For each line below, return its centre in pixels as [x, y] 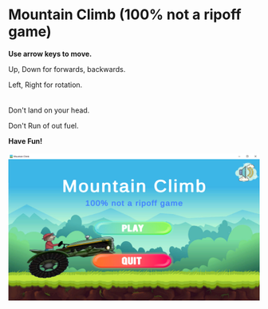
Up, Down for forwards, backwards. [67, 69]
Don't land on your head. [49, 110]
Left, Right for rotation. [45, 85]
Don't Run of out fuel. [43, 125]
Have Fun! [26, 141]
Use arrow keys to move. [50, 53]
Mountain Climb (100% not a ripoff [125, 15]
